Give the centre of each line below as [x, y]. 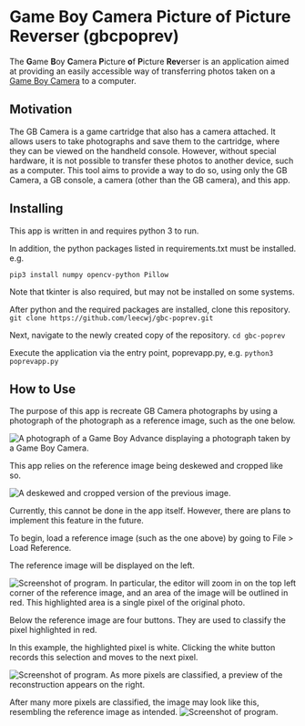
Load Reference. [41, 548]
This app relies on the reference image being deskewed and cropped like [147, 466]
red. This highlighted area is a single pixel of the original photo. [127, 603]
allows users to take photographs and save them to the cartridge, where [145, 141]
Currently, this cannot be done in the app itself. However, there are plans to [150, 511]
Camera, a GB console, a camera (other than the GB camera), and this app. [150, 180]
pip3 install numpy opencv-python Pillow [89, 275]
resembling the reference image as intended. [94, 712]
